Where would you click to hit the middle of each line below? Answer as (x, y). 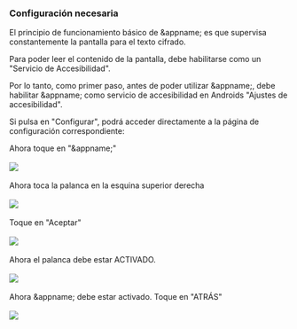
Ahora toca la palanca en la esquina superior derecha (107, 185)
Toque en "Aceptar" (45, 223)
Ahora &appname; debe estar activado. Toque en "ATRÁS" (116, 297)
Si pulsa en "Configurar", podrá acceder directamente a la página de (134, 121)
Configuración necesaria (64, 13)
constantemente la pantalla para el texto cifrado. (98, 42)
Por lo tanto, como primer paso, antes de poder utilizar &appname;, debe (142, 86)
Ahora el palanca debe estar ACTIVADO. (83, 260)
